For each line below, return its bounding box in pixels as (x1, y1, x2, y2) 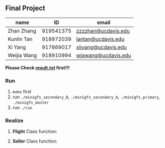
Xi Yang (8, 44, 26, 51)
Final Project (5, 4, 45, 13)
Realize (5, 117, 24, 124)
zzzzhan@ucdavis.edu (76, 27, 130, 34)
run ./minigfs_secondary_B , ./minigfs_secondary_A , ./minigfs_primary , (12, 94, 160, 100)
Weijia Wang (8, 52, 37, 59)
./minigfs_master (12, 100, 49, 105)
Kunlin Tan (8, 35, 33, 42)
